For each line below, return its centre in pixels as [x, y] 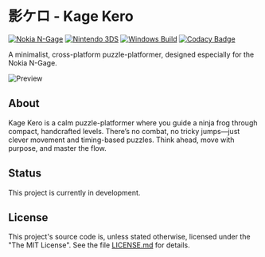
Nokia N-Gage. [33, 63]
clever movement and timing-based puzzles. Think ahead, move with [121, 140]
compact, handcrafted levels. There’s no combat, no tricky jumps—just [124, 131]
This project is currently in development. [74, 192]
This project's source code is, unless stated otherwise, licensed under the [129, 237]
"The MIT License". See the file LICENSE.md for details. [99, 245]
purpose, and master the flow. [57, 148]
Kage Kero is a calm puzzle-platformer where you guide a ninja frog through [133, 123]
